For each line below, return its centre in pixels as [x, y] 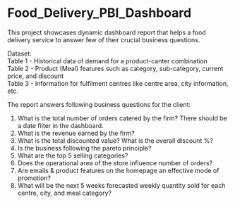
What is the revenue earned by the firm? [76, 133]
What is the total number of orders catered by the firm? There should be [122, 118]
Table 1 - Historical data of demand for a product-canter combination [108, 60]
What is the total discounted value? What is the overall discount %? [115, 140]
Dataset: [19, 53]
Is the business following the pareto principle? [84, 148]
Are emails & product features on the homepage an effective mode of [118, 170]
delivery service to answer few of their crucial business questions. [104, 39]
